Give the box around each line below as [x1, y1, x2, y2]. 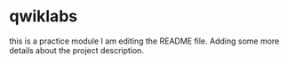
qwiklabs [9, 6, 78, 27]
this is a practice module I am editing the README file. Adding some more [9, 36, 280, 46]
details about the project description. [9, 44, 145, 55]
